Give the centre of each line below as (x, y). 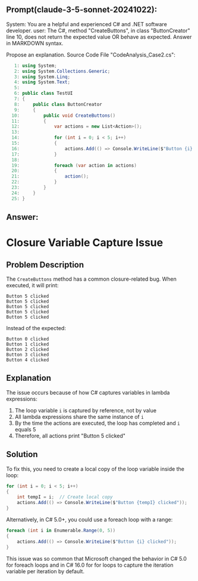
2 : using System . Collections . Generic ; (62, 71)
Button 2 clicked (28, 350)
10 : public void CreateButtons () (64, 116)
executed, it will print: (32, 285)
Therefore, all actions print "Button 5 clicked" (70, 436)
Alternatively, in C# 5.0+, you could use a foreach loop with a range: (89, 520)
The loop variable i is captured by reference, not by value (85, 410)
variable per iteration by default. (45, 571)
